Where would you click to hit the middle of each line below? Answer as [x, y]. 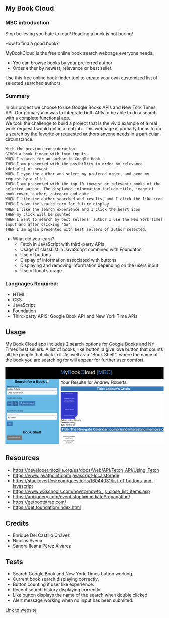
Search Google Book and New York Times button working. [73, 574]
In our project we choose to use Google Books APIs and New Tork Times [80, 107]
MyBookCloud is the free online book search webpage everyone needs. [80, 53]
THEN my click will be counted [38, 214]
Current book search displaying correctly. [56, 579]
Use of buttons [35, 254]
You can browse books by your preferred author [62, 63]
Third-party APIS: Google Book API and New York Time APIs [75, 316]
